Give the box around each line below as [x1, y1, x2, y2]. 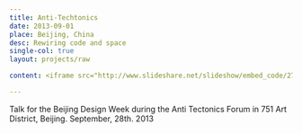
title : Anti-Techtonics [9, 13, 99, 22]
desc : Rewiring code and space [9, 38, 127, 48]
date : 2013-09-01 [9, 22, 75, 31]
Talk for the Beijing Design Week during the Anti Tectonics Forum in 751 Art [9, 103, 288, 114]
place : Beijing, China [9, 30, 94, 39]
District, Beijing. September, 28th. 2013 [9, 113, 155, 124]
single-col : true [9, 47, 75, 56]
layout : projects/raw [9, 55, 91, 64]
